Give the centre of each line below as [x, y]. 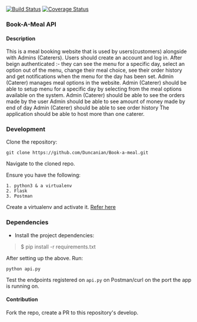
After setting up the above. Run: [45, 258]
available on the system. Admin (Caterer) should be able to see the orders [96, 95]
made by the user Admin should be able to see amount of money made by [96, 102]
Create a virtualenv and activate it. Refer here [61, 207]
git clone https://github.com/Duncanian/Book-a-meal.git [77, 153]
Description [21, 38]
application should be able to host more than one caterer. [76, 114]
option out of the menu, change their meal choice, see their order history [94, 70]
